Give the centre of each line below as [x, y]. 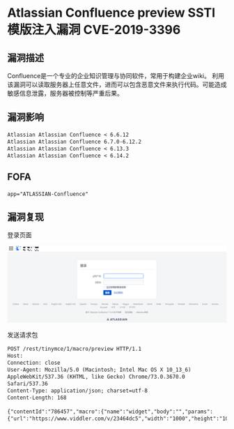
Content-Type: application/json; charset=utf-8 [78, 391]
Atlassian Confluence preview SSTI [111, 13]
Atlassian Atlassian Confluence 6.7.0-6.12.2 [74, 142]
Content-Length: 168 [37, 398]
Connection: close [34, 363]
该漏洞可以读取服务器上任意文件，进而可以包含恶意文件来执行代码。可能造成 [117, 84]
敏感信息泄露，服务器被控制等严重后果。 [65, 93]
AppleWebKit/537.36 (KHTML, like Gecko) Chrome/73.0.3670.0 [96, 377]
